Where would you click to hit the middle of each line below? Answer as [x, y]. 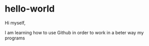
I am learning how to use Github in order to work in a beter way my [74, 32]
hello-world [30, 9]
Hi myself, [15, 23]
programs [15, 38]
